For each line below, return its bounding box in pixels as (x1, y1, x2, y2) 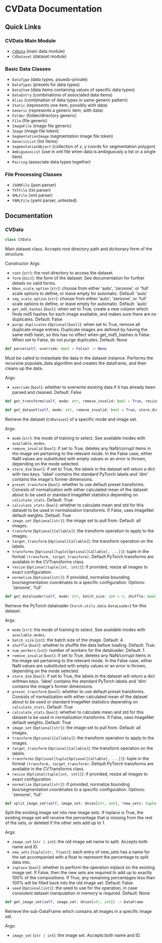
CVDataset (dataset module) (12, 53, 67, 59)
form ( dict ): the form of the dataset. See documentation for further (12, 275, 145, 281)
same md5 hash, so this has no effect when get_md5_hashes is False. (12, 332, 151, 338)
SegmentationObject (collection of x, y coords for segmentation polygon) (12, 144, 156, 149)
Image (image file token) (12, 128, 59, 134)
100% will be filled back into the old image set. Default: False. (12, 880, 134, 886)
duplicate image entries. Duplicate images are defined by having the (12, 326, 148, 333)
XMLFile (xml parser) (12, 193, 53, 198)
